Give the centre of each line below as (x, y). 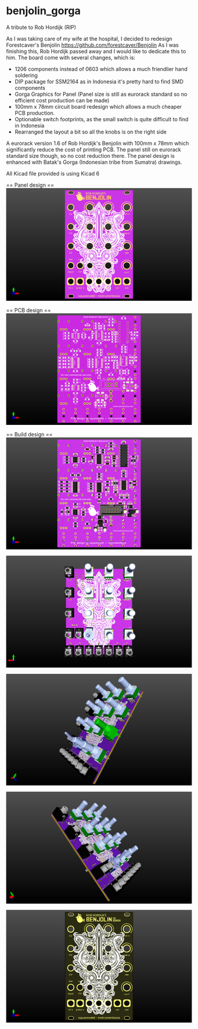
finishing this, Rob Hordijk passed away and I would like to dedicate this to (96, 51)
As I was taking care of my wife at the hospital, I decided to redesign (89, 38)
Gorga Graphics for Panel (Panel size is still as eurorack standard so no (101, 94)
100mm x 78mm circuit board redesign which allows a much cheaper (98, 106)
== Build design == (29, 434)
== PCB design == (29, 310)
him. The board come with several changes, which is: (71, 57)
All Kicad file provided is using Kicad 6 (53, 173)
